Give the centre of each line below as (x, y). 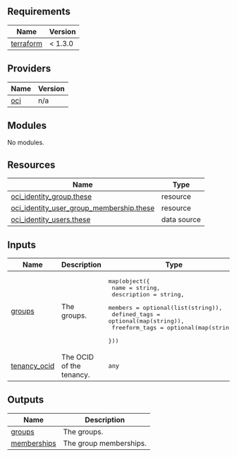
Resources (31, 164)
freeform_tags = (138, 328)
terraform (27, 43)
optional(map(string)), (146, 321)
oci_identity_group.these (51, 197)
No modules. (26, 143)
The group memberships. (105, 443)
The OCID (77, 357)
